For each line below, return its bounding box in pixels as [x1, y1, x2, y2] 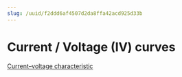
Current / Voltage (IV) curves [7, 39, 176, 55]
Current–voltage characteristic [7, 62, 93, 70]
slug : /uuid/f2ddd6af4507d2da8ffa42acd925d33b [7, 10, 143, 17]
